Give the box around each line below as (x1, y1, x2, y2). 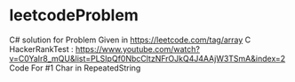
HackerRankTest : (9, 43, 74, 54)
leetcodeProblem (9, 5, 140, 26)
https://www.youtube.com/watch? (75, 43, 200, 54)
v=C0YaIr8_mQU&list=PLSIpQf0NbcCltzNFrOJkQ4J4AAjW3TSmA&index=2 (9, 53, 286, 63)
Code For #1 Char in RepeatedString (9, 63, 141, 73)
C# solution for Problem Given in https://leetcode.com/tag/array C (9, 34, 251, 45)
